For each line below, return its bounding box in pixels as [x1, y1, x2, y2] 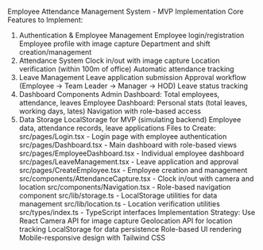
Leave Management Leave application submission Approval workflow [18, 73, 247, 82]
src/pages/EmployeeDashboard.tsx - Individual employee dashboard [18, 148, 245, 158]
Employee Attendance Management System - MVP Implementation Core [7, 7, 244, 16]
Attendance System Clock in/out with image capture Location [18, 56, 220, 65]
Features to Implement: [7, 15, 83, 25]
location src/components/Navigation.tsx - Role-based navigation [18, 183, 231, 191]
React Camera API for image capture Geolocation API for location [18, 216, 233, 225]
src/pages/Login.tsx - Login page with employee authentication [18, 132, 227, 141]
